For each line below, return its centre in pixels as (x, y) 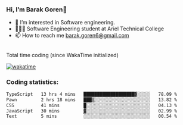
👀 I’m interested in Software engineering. (65, 23)
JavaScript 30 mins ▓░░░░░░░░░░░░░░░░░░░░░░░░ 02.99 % (92, 111)
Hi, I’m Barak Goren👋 (37, 10)
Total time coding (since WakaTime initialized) (63, 55)
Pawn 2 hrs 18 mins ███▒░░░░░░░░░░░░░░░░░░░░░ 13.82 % (92, 100)
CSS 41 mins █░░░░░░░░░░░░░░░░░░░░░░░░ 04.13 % (92, 105)
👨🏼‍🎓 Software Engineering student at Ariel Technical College (89, 29)
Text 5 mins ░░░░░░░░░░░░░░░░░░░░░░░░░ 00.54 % (92, 116)
